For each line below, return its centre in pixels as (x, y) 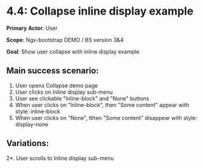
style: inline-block (37, 111)
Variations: (28, 143)
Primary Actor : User (32, 28)
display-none (32, 124)
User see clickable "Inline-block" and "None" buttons (82, 98)
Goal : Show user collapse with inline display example (73, 51)
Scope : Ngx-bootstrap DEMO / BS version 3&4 (65, 40)
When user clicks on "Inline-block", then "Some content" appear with (102, 105)
